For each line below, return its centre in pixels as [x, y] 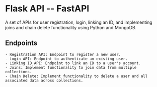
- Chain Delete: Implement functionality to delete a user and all [77, 76]
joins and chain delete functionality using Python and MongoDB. [71, 27]
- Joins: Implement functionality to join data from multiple [71, 67]
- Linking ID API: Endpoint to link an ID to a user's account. [73, 63]
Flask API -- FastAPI [47, 9]
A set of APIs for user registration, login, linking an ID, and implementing [79, 22]
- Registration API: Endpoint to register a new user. [63, 54]
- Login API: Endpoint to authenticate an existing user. [66, 59]
